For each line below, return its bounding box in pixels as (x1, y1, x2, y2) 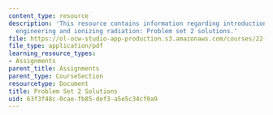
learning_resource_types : (8, 49, 96, 57)
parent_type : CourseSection (8, 72, 104, 80)
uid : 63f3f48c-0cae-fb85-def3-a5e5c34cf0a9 (8, 95, 158, 103)
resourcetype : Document (8, 79, 89, 87)
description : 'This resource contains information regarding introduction (8, 19, 267, 28)
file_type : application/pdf (8, 42, 104, 50)
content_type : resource (8, 11, 89, 20)
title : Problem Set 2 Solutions (8, 87, 118, 96)
